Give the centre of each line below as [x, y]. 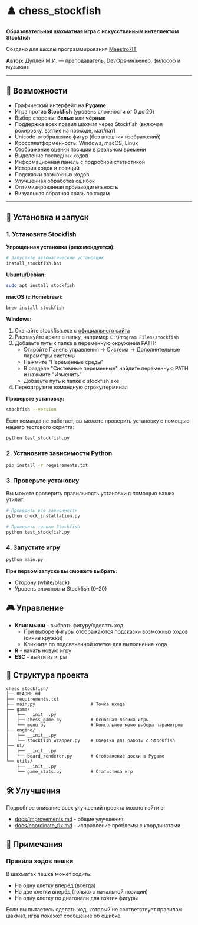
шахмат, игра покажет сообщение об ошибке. [64, 916]
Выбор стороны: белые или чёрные [60, 118]
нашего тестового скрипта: [40, 427]
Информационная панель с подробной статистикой [80, 162]
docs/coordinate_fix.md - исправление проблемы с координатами [98, 826]
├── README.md [24, 694]
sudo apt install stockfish [41, 286]
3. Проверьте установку [43, 481]
